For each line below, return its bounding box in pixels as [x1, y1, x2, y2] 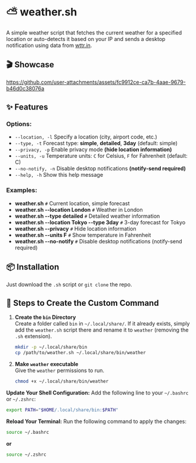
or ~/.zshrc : [6, 395, 36, 402]
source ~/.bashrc [6, 429, 49, 435]
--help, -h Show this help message [14, 171, 103, 179]
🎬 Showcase [6, 60, 55, 70]
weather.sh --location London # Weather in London [14, 206, 143, 213]
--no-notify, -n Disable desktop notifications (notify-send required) [14, 165, 186, 172]
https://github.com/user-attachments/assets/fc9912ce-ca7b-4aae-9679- [6, 79, 186, 86]
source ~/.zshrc [6, 451, 46, 458]
